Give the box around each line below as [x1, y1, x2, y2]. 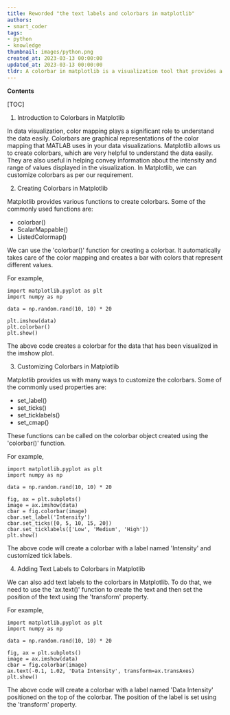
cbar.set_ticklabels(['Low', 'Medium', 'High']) [7, 526, 149, 532]
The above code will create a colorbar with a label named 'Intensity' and [7, 543, 211, 552]
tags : [7, 29, 23, 37]
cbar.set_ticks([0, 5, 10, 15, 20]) [7, 519, 112, 527]
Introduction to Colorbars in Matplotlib [16, 113, 126, 121]
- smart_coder [7, 23, 48, 30]
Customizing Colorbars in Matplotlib [16, 362, 119, 371]
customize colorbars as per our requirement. [7, 170, 134, 179]
